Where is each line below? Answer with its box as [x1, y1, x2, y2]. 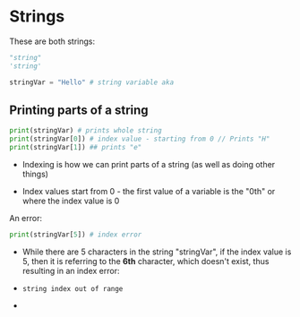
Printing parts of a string [9, 102, 150, 117]
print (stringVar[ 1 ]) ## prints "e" [9, 143, 142, 152]
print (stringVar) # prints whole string [9, 126, 163, 135]
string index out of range [21, 284, 124, 293]
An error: [9, 213, 43, 223]
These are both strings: [9, 36, 96, 47]
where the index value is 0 [21, 195, 120, 206]
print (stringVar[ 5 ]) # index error [9, 230, 142, 239]
